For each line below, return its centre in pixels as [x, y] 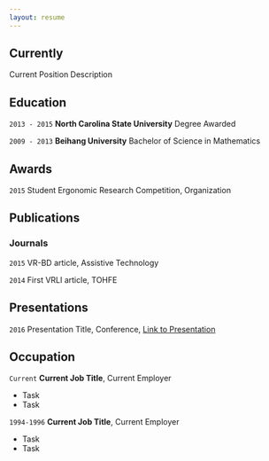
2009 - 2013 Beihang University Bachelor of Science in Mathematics [135, 141]
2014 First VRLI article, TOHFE [63, 279]
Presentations [49, 308]
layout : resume [37, 17]
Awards [31, 169]
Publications [45, 218]
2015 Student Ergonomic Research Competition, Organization [120, 191]
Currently [36, 54]
